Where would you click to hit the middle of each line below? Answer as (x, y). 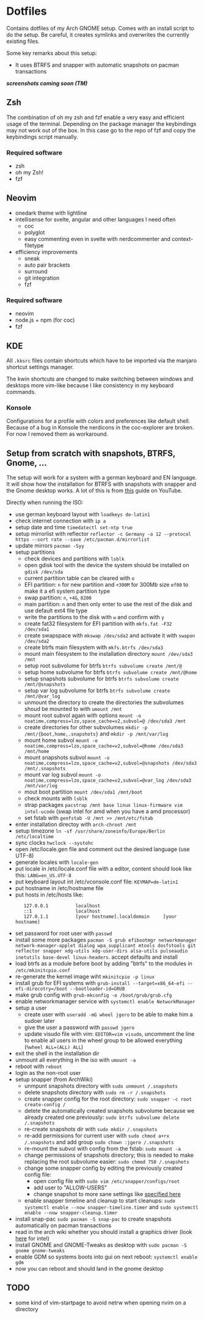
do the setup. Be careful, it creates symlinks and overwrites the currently (98, 34)
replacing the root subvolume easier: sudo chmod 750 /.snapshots (107, 1162)
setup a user (31, 1008)
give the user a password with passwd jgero (79, 1027)
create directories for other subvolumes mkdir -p (86, 727)
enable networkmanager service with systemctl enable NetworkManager (105, 1001)
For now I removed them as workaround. (57, 434)
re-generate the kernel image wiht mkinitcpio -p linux (85, 976)
